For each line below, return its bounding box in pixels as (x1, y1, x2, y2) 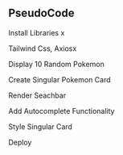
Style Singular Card (8, 121, 72, 132)
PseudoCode (8, 6, 75, 20)
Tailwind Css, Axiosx (8, 44, 77, 53)
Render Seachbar (8, 90, 67, 100)
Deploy (8, 137, 32, 147)
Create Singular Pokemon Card (8, 74, 111, 84)
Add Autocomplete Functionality (8, 106, 115, 115)
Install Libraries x (8, 27, 65, 37)
